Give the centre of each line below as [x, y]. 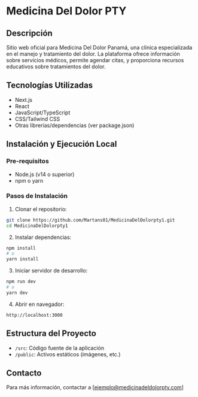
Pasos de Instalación [37, 196]
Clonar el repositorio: [41, 209]
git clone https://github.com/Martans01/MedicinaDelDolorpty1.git [91, 220]
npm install [21, 248]
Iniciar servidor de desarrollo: [51, 271]
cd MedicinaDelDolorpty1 [37, 226]
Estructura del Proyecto [51, 334]
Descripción [29, 33]
